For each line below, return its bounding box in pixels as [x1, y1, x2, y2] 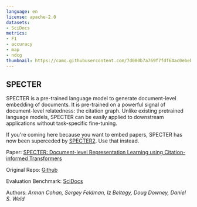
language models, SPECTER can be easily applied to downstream [6, 114, 164, 121]
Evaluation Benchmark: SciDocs [6, 178, 83, 185]
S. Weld [6, 195, 25, 202]
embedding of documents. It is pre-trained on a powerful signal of [6, 101, 166, 108]
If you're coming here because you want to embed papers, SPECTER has [6, 131, 183, 138]
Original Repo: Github [6, 167, 58, 174]
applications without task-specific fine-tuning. [6, 120, 117, 127]
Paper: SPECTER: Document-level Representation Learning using [6, 149, 163, 156]
